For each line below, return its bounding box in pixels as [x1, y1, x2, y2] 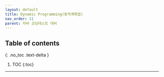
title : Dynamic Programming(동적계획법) [5, 12, 83, 17]
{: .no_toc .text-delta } [5, 52, 49, 58]
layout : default [5, 7, 38, 12]
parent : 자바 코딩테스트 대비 [5, 21, 58, 26]
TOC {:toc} [12, 62, 34, 68]
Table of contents [5, 39, 60, 47]
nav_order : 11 [5, 16, 34, 21]
